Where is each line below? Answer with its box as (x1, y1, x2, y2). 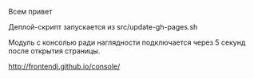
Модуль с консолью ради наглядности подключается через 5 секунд (8, 38, 246, 47)
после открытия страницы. (8, 46, 101, 55)
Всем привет (8, 7, 53, 16)
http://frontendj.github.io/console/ (8, 61, 121, 71)
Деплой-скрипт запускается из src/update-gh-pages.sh (8, 22, 198, 31)
